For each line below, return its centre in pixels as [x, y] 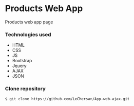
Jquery [19, 66]
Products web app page [29, 22]
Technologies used [28, 35]
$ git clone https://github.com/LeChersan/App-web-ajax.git [67, 99]
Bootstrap [22, 61]
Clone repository [25, 89]
